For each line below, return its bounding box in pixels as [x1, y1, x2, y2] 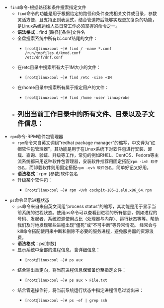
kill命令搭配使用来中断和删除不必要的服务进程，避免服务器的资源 [17, 228, 150, 234]
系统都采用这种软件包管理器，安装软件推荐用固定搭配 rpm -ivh [21, 158, 149, 164]
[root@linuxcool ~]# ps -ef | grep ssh [24, 298, 108, 303]
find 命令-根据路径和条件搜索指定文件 [9, 4, 86, 10]
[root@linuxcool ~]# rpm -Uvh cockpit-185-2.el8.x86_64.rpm [24, 188, 152, 193]
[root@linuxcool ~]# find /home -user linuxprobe [24, 95, 130, 100]
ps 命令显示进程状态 [9, 197, 50, 203]
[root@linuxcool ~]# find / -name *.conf [24, 46, 112, 51]
